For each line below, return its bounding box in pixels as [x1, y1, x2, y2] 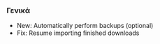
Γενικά [6, 6, 31, 15]
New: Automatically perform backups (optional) [16, 22, 154, 30]
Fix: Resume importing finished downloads [16, 29, 140, 37]
